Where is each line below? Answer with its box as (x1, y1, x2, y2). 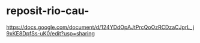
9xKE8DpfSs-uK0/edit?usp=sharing (6, 29, 95, 37)
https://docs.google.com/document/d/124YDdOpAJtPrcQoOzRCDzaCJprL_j (6, 24, 195, 31)
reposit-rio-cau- (6, 4, 89, 18)
